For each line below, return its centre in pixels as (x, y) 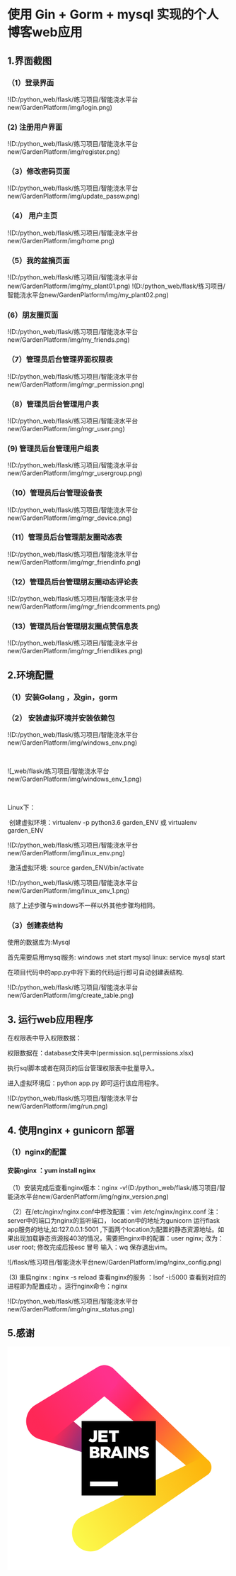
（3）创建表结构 (35, 925)
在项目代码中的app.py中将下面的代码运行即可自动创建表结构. (96, 972)
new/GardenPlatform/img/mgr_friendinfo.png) (74, 562)
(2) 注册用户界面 (35, 127)
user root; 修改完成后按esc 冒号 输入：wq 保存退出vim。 (89, 1247)
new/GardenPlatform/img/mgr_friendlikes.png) (75, 651)
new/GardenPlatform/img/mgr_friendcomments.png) (84, 606)
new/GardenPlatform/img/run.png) (58, 1106)
